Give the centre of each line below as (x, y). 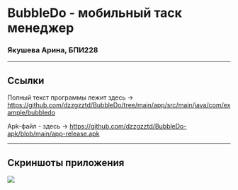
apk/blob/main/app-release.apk (53, 134)
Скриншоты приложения (66, 163)
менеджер (41, 28)
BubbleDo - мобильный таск (95, 13)
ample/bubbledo (31, 113)
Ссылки (26, 80)
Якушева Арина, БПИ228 (53, 50)
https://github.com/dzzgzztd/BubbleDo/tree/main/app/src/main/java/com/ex (119, 105)
